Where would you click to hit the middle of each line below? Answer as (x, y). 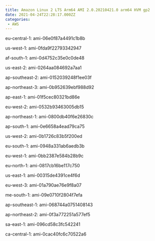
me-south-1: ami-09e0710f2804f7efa (44, 195)
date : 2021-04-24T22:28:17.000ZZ (40, 15)
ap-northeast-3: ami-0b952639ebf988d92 (50, 87)
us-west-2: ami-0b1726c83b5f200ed (44, 136)
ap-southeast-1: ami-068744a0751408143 (49, 205)
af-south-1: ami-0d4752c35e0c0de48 (45, 58)
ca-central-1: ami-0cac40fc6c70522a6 (46, 234)
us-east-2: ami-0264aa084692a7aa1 (43, 68)
